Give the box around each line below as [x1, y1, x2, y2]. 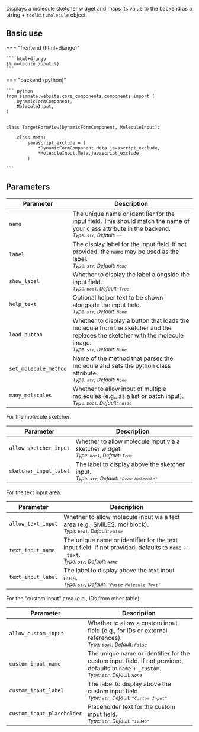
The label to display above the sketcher [75, 460, 185, 468]
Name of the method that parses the [72, 354, 174, 362]
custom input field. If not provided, [88, 657, 184, 665]
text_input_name [9, 547, 55, 553]
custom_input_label [9, 687, 64, 693]
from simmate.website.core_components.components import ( [6, 93, 155, 99]
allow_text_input [9, 520, 58, 527]
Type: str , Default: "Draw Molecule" [75, 475, 158, 482]
